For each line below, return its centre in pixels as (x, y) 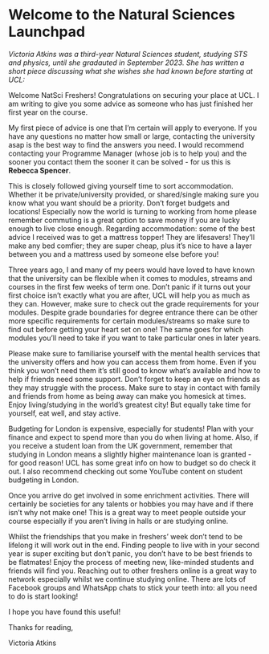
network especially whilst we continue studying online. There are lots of (127, 579)
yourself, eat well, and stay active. (65, 413)
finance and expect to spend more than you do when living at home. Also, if (133, 437)
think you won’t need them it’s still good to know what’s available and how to (134, 370)
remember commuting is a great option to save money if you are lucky (124, 220)
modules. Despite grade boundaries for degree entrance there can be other (133, 312)
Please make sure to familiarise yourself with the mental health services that (134, 353)
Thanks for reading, (41, 627)
